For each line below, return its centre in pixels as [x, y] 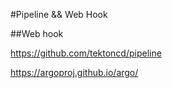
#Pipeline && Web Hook [59, 14]
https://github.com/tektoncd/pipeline [86, 53]
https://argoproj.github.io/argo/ [74, 72]
